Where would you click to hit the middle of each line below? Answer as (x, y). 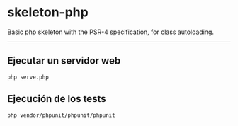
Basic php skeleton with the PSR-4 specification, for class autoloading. (111, 32)
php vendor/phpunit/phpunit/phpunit (61, 115)
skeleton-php (48, 12)
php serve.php (28, 77)
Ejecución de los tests (57, 99)
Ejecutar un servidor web (64, 61)
